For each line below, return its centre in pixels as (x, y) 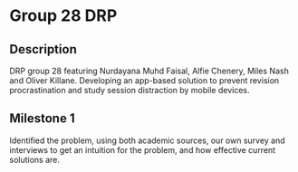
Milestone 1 (42, 119)
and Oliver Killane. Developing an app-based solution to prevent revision (144, 81)
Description (43, 49)
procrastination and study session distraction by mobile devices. (130, 90)
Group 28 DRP (63, 16)
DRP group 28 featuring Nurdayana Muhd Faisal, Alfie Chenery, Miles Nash (149, 71)
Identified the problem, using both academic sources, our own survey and (147, 140)
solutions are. (35, 159)
